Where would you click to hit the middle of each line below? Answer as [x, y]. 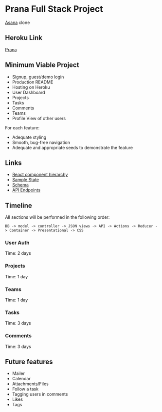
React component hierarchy [40, 175]
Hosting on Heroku [31, 87]
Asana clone [18, 22]
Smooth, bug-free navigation [41, 142]
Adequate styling [29, 137]
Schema [20, 185]
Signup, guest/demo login [38, 77]
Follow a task [25, 389]
